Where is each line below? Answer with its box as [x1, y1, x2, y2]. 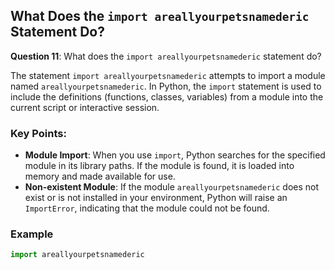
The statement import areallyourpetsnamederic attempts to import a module [10, 69, 326, 81]
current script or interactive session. [10, 101, 160, 113]
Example [10, 227, 54, 241]
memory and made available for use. [24, 170, 176, 183]
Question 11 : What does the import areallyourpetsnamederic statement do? [10, 50, 322, 62]
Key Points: [10, 126, 67, 140]
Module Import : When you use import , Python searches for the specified [24, 149, 326, 161]
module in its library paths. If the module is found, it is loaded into [24, 160, 295, 172]
